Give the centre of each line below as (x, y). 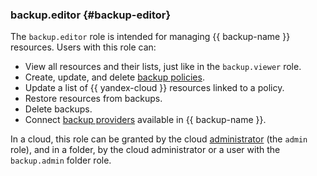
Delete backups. (58, 109)
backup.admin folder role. (61, 160)
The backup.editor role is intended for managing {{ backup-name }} (150, 37)
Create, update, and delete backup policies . (114, 77)
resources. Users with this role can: (83, 47)
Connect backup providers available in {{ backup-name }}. (145, 120)
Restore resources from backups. (93, 99)
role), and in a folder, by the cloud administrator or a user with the (145, 150)
